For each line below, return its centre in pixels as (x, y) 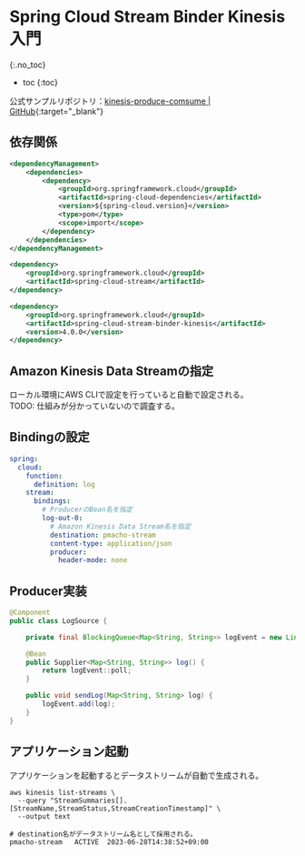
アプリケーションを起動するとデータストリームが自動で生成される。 (137, 775)
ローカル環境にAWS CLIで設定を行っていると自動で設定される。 (129, 395)
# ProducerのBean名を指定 (88, 510)
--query (32, 801)
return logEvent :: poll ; (87, 670)
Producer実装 (49, 591)
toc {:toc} (40, 82)
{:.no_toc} (28, 65)
